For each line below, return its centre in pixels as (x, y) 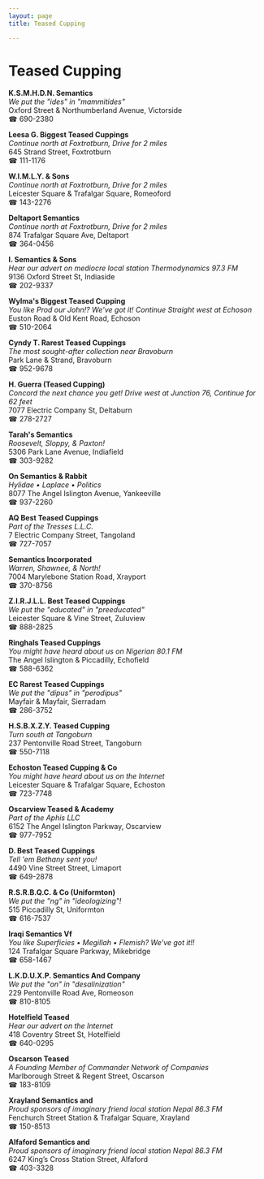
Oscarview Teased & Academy (61, 810)
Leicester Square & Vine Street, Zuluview (77, 619)
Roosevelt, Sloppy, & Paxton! (57, 443)
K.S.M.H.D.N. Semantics (51, 93)
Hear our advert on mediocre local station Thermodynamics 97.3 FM (123, 268)
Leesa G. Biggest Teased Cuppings (69, 135)
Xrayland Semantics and (51, 1100)
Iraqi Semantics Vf (40, 934)
